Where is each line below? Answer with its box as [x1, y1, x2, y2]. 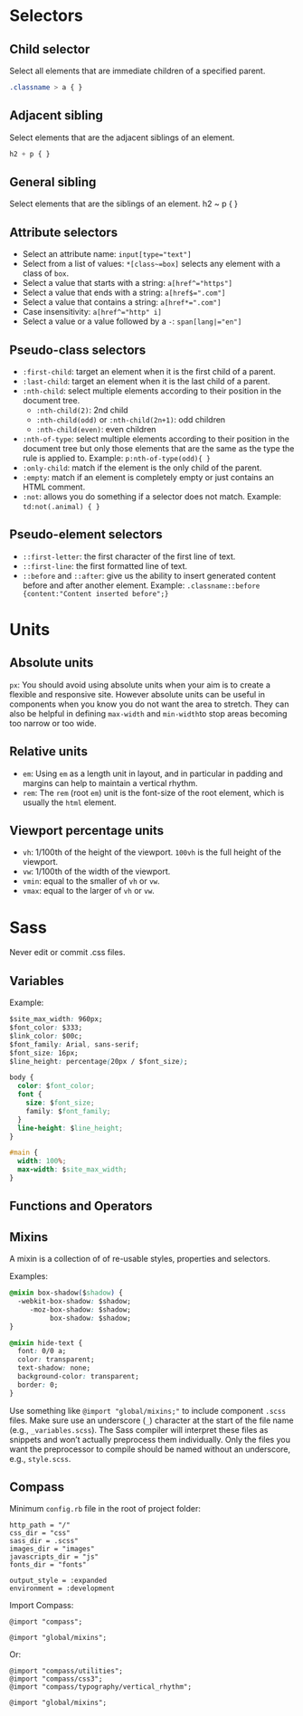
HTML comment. [22, 481, 86, 492]
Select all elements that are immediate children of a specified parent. [9, 65, 266, 76]
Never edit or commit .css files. [9, 947, 126, 958]
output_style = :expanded [9, 1576, 107, 1586]
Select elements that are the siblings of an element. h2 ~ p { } [9, 198, 238, 209]
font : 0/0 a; [17, 1347, 67, 1356]
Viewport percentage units [9, 823, 165, 839]
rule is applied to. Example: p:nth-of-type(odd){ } [22, 453, 211, 463]
